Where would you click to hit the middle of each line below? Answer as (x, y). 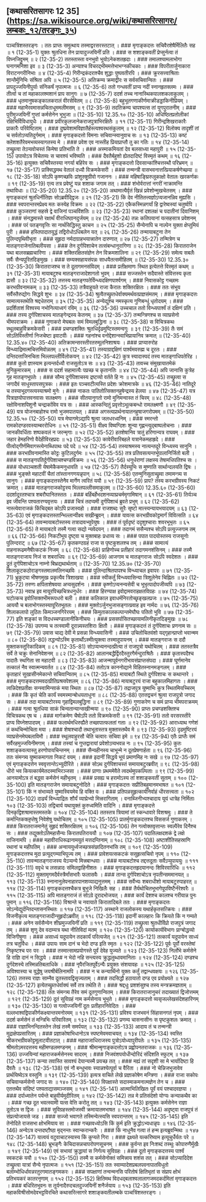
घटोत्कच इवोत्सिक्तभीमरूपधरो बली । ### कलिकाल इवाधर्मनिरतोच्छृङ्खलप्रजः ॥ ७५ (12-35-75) (102, 598)
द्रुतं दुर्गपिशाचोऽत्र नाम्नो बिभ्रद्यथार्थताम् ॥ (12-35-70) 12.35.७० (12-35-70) (84, 563)
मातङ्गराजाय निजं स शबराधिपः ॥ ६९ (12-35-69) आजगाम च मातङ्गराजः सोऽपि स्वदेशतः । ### (102, 556)
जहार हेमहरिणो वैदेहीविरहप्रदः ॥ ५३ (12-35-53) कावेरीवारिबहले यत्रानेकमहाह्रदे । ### (91, 439)
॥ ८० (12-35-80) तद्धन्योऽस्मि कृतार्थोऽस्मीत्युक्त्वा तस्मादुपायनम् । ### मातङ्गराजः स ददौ (96, 639)
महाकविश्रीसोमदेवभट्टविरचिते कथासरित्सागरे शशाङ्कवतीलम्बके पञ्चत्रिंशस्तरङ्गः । (84, 1192)
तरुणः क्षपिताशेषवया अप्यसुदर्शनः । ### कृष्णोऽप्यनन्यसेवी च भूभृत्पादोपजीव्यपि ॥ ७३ (105, 584)
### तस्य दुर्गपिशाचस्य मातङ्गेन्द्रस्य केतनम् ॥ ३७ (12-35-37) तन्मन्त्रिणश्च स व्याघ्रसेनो (93, 314)
